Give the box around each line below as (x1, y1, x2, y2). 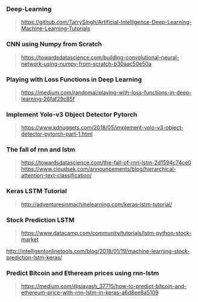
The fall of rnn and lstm (6, 145, 75, 154)
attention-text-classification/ (20, 172, 92, 179)
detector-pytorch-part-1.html (20, 130, 93, 137)
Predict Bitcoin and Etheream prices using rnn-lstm (6, 269, 159, 277)
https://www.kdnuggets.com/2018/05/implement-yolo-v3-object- (20, 124, 184, 131)
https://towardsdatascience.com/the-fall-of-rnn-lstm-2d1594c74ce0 (20, 159, 191, 166)
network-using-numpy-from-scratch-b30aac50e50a (20, 60, 152, 68)
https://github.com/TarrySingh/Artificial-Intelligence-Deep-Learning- (20, 19, 192, 26)
